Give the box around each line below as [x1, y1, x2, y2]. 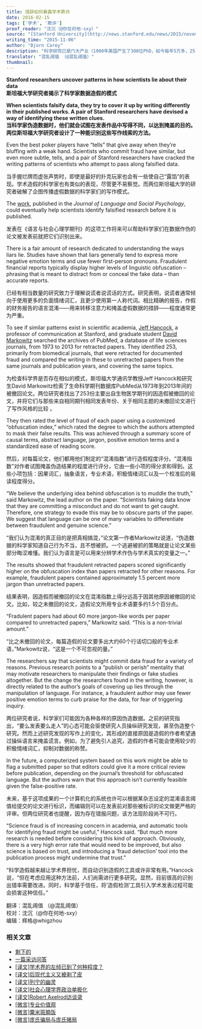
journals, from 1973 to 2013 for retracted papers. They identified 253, [6, 343, 177, 350]
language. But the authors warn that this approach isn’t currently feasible [6, 776, 188, 783]
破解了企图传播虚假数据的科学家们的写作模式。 [16, 187, 133, 195]
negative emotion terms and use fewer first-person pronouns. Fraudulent [6, 257, 188, 265]
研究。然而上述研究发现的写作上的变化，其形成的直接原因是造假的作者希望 [6, 729, 191, 737]
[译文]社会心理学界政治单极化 [14, 986, 88, 993]
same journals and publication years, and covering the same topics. [6, 362, 174, 370]
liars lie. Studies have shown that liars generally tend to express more [6, 251, 178, 258]
